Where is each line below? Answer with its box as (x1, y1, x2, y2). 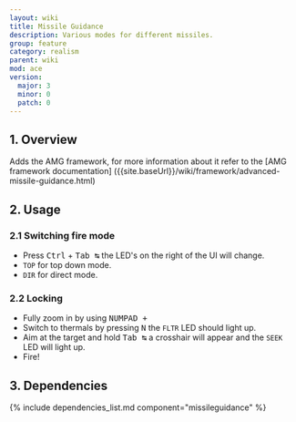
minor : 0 (17, 89, 51, 98)
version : (9, 73, 43, 82)
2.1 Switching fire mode (9, 229, 116, 242)
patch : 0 (17, 98, 51, 108)
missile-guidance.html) (9, 175, 96, 187)
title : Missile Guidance (9, 22, 104, 31)
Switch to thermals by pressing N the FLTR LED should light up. (22, 323, 257, 334)
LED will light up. (22, 342, 86, 353)
